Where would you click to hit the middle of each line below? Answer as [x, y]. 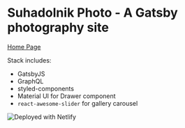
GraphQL [30, 81]
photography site [58, 27]
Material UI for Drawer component [67, 96]
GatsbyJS [31, 74]
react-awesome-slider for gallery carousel [77, 103]
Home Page [24, 47]
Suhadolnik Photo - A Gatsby [92, 13]
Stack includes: [29, 60]
